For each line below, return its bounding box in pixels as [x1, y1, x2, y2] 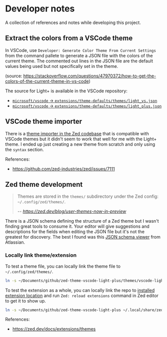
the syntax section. [5, 146, 44, 152]
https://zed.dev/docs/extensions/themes [12, 326, 96, 332]
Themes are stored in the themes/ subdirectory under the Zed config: [17, 193, 159, 200]
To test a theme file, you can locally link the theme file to [5, 263, 121, 269]
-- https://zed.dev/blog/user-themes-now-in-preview [17, 208, 127, 215]
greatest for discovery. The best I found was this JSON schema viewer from [5, 234, 161, 240]
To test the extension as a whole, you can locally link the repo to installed [5, 287, 155, 293]
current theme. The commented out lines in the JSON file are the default [5, 58, 153, 64]
